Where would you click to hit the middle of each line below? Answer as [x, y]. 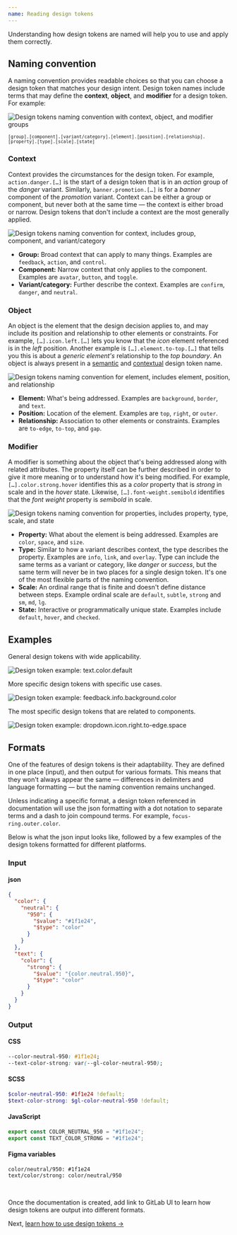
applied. [20, 219]
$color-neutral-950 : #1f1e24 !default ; [67, 1094]
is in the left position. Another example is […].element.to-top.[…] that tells [116, 348]
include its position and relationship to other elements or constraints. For [113, 333]
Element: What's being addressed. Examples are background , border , [118, 398]
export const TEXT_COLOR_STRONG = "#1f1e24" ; [76, 1138]
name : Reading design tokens [51, 14]
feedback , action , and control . [62, 262]
